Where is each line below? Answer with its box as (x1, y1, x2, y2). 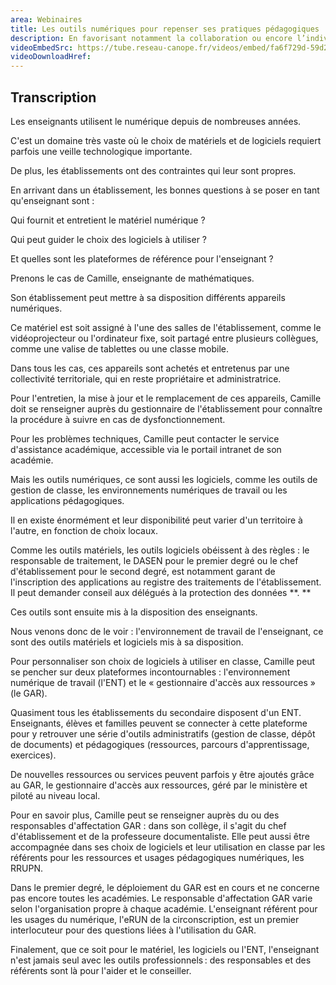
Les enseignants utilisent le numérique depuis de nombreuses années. (10, 115, 302, 127)
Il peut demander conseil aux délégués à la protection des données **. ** (10, 586, 312, 598)
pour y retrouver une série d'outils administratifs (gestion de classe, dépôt (10, 727, 316, 740)
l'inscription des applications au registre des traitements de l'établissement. (10, 576, 322, 588)
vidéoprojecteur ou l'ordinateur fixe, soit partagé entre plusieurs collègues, (10, 332, 319, 344)
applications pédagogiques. (10, 494, 125, 506)
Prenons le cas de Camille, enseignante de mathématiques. (10, 272, 255, 284)
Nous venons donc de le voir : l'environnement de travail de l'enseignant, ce (10, 625, 324, 637)
